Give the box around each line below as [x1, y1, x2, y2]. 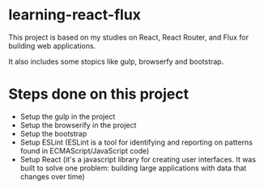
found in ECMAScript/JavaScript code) [19, 145, 150, 155]
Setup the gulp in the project [19, 111, 116, 121]
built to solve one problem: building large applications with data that [19, 163, 247, 173]
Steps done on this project [8, 85, 189, 103]
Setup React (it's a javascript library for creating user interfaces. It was [19, 154, 257, 164]
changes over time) [19, 171, 85, 181]
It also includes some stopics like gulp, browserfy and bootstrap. [8, 57, 224, 66]
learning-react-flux [8, 6, 142, 24]
